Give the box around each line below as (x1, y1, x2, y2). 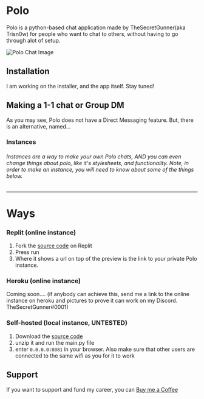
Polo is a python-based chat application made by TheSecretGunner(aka (6, 24, 186, 31)
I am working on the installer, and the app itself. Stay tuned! (6, 82, 155, 90)
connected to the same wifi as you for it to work (15, 351, 135, 359)
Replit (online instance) (6, 228, 76, 236)
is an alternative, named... (6, 122, 71, 130)
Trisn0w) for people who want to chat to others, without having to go (6, 30, 178, 37)
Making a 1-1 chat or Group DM (6, 100, 124, 110)
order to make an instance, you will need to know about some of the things (6, 166, 194, 174)
